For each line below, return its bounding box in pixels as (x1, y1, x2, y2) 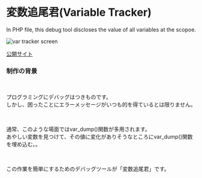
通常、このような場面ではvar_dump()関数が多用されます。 (6, 125, 151, 133)
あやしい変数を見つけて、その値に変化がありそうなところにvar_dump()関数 (6, 133, 193, 140)
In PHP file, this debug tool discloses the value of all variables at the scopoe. (6, 25, 197, 33)
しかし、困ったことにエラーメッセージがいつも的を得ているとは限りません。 (6, 101, 196, 108)
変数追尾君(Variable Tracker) (6, 5, 152, 19)
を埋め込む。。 (6, 140, 41, 148)
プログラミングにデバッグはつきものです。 (6, 93, 112, 101)
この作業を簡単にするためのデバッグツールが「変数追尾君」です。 (6, 165, 170, 173)
